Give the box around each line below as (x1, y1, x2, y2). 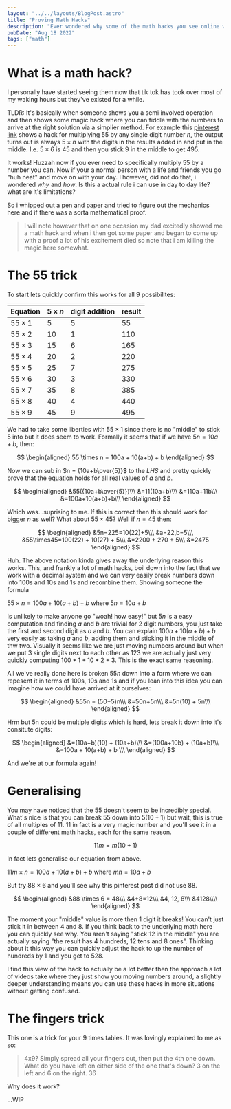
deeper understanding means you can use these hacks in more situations (7, 979, 215, 987)
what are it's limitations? (7, 188, 76, 196)
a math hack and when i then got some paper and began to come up (23, 229, 219, 237)
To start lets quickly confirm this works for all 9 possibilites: (7, 290, 175, 298)
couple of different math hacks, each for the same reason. (7, 828, 172, 836)
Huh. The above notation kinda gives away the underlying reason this (7, 556, 203, 564)
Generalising (7, 783, 82, 799)
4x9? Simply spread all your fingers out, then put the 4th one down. (23, 1054, 216, 1062)
